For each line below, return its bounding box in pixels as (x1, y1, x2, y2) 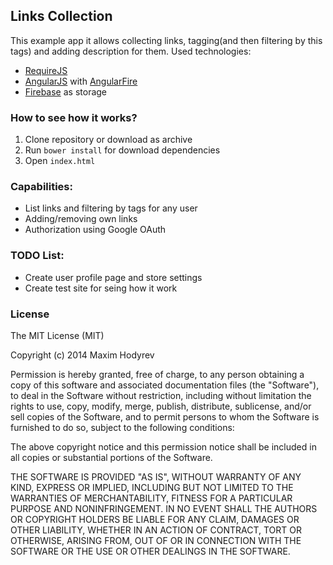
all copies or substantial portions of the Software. (10, 452, 213, 463)
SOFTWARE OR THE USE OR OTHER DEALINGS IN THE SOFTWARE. (10, 545, 291, 557)
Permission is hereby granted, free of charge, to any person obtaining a (10, 369, 305, 380)
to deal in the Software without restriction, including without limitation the (10, 390, 312, 401)
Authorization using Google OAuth (24, 224, 167, 236)
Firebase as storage (24, 85, 108, 98)
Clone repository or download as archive (24, 134, 193, 146)
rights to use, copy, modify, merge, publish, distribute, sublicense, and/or (10, 400, 312, 412)
